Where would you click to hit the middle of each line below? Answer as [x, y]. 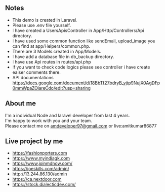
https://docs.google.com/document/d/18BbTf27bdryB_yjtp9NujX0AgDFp [86, 83]
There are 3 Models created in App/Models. [57, 51]
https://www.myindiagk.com [41, 158]
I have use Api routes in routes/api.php [52, 62]
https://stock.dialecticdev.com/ [44, 185]
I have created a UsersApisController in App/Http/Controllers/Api [78, 30]
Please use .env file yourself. [41, 25]
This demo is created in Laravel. [45, 20]
